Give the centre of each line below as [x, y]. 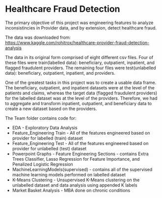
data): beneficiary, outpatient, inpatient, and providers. [60, 73]
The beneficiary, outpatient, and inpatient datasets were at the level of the [80, 87]
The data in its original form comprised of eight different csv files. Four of [79, 57]
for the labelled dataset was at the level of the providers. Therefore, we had [81, 98]
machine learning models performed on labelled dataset [69, 174]
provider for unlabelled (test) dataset [49, 148]
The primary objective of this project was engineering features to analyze [79, 23]
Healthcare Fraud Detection [63, 9]
